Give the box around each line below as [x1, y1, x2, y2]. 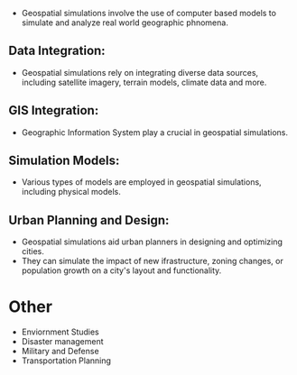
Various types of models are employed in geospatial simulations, [21, 177, 263, 187]
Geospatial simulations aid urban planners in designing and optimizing [21, 236, 283, 247]
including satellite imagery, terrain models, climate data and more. [21, 77, 267, 87]
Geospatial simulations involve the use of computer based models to [21, 8, 277, 18]
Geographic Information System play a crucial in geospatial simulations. [21, 126, 288, 138]
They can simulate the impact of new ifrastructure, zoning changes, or [21, 256, 283, 267]
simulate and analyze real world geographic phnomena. [21, 17, 229, 28]
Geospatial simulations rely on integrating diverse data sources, [21, 67, 259, 78]
